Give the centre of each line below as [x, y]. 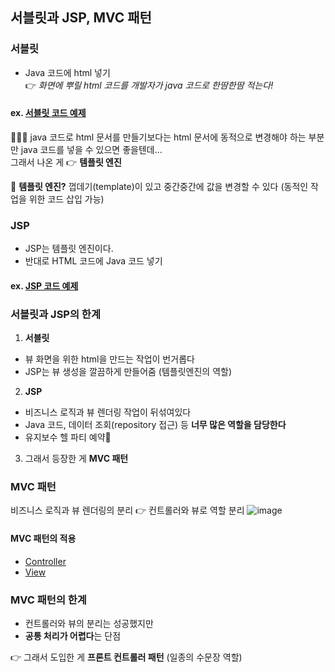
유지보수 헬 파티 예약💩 [68, 437]
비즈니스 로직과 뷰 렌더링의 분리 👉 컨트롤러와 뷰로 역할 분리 [127, 510]
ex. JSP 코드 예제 [44, 285]
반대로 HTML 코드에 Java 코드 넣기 [93, 261]
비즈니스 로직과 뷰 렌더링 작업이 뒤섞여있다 [108, 412]
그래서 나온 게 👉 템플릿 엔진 [66, 162]
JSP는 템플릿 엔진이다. [69, 249]
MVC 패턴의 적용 [43, 538]
